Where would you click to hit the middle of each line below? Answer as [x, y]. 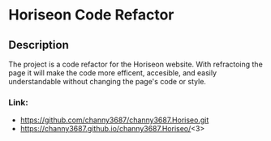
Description [39, 45]
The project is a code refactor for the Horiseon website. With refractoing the [136, 64]
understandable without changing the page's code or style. [108, 81]
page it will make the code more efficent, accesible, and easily [113, 73]
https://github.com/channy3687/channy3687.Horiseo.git [114, 120]
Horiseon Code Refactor [91, 15]
